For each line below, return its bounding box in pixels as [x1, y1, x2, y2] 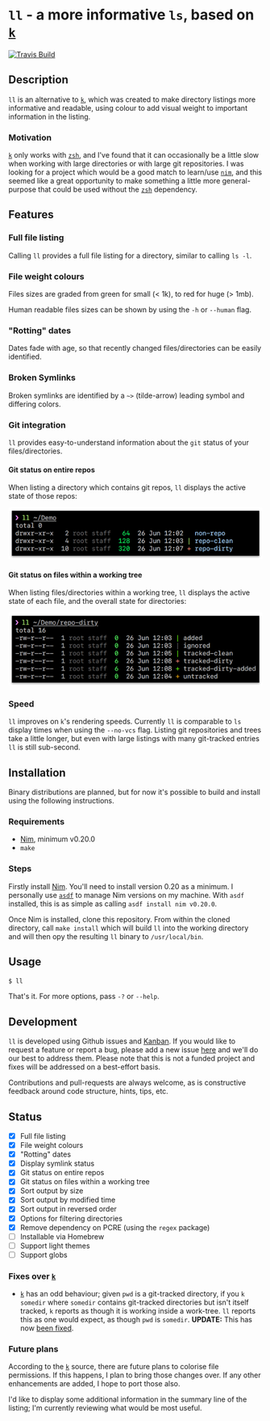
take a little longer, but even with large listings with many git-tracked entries [8, 734, 260, 744]
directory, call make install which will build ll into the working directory [8, 923, 249, 933]
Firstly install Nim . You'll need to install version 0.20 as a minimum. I [8, 881, 234, 891]
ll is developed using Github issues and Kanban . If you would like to [8, 1036, 236, 1046]
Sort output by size [19, 1186, 84, 1195]
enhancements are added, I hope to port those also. [8, 1379, 181, 1389]
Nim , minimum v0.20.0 [19, 834, 95, 844]
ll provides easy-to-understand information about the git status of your [8, 437, 250, 447]
